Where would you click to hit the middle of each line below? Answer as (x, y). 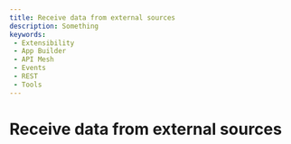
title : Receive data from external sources (93, 18)
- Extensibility (44, 43)
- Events (30, 68)
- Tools (28, 85)
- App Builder (40, 51)
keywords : (28, 34)
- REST (26, 76)
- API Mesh (33, 59)
